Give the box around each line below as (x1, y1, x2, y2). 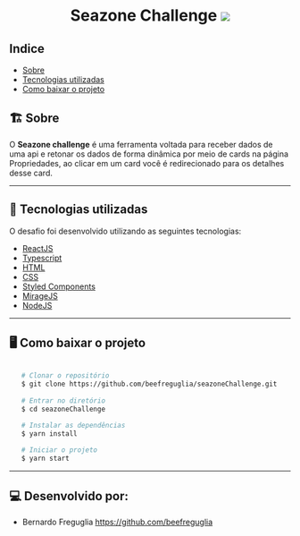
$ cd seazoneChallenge (21, 404, 105, 413)
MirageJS (21, 290, 58, 301)
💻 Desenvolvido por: (9, 489, 129, 504)
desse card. (9, 167, 54, 178)
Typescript (21, 252, 62, 263)
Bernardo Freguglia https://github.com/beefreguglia (21, 516, 213, 527)
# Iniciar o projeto (21, 446, 98, 455)
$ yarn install (21, 429, 78, 438)
